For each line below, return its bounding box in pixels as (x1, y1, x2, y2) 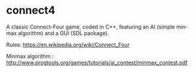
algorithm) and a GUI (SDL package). (17, 29, 109, 36)
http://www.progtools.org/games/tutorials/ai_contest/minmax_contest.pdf (6, 59, 188, 66)
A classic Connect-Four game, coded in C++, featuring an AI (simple (6, 23, 175, 30)
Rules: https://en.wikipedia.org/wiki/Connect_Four (6, 41, 130, 48)
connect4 (6, 4, 56, 17)
